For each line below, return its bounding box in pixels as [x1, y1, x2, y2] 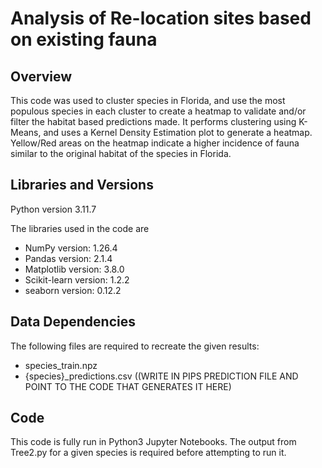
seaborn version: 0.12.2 [24, 284, 122, 296]
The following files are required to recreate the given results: [10, 340, 260, 352]
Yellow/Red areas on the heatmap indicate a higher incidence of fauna [10, 137, 300, 149]
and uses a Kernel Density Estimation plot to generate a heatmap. [43, 127, 313, 138]
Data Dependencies [10, 313, 136, 331]
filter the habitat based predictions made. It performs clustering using [10, 116, 297, 127]
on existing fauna [10, 28, 158, 51]
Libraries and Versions [10, 177, 154, 194]
